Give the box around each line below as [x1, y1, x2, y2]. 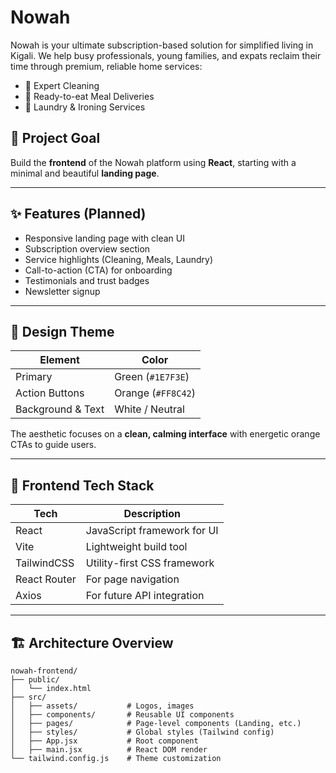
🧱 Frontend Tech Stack [10, 477, 155, 494]
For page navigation [85, 572, 180, 586]
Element [39, 353, 80, 367]
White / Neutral [114, 402, 185, 416]
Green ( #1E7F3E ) [114, 370, 190, 384]
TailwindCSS [15, 556, 75, 570]
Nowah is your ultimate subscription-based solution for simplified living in [10, 39, 314, 51]
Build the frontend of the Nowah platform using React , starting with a [10, 156, 297, 168]
